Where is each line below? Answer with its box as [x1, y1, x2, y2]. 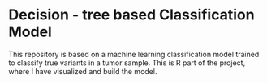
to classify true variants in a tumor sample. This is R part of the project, [8, 58, 246, 68]
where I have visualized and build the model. [8, 66, 157, 76]
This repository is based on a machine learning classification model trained [8, 49, 260, 59]
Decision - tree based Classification [8, 6, 255, 24]
